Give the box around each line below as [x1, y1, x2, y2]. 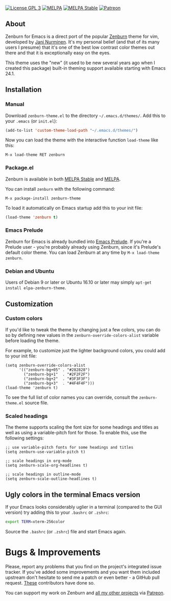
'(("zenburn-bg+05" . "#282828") [18, 367, 90, 372]
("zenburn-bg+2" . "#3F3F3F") [23, 376, 90, 382]
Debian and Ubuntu [5, 267, 55, 274]
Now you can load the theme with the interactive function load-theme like [5, 137, 158, 143]
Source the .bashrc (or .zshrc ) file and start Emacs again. [5, 528, 127, 534]
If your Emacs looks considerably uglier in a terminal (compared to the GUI [5, 504, 162, 510]
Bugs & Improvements [5, 547, 101, 558]
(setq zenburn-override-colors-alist [5, 363, 86, 368]
